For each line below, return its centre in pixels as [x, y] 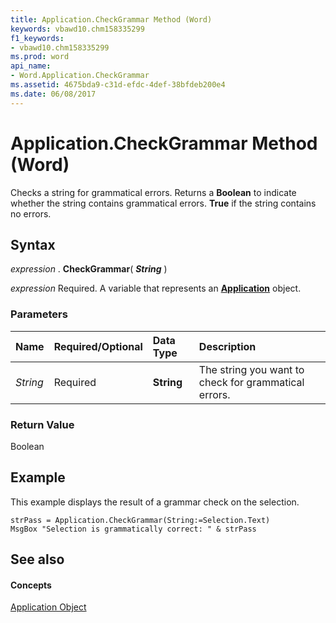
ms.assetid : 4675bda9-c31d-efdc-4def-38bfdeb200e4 [118, 85]
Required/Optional [98, 346]
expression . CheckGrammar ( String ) [89, 269]
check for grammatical [251, 382]
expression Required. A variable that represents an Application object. [156, 288]
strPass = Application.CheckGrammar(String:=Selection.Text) [140, 520]
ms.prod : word [40, 57]
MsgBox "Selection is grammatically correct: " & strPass [133, 529]
